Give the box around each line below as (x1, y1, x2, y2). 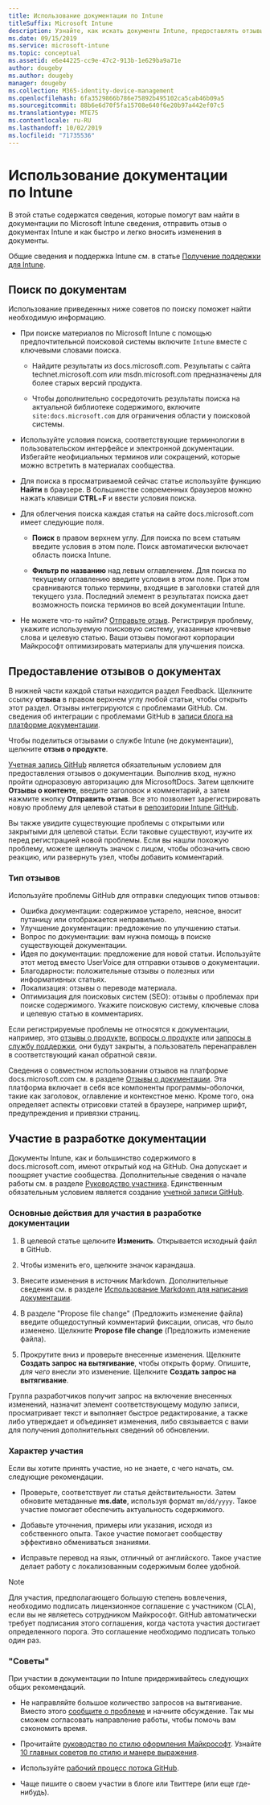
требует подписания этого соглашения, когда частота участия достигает (8, 1618, 260, 1628)
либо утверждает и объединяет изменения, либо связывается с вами (8, 1416, 249, 1426)
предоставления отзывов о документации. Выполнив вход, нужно (8, 769, 236, 778)
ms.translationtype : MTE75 (8, 109, 99, 117)
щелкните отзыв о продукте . (8, 744, 108, 754)
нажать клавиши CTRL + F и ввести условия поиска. (19, 493, 197, 503)
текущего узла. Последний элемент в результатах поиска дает (31, 591, 249, 601)
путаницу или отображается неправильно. (19, 915, 167, 925)
